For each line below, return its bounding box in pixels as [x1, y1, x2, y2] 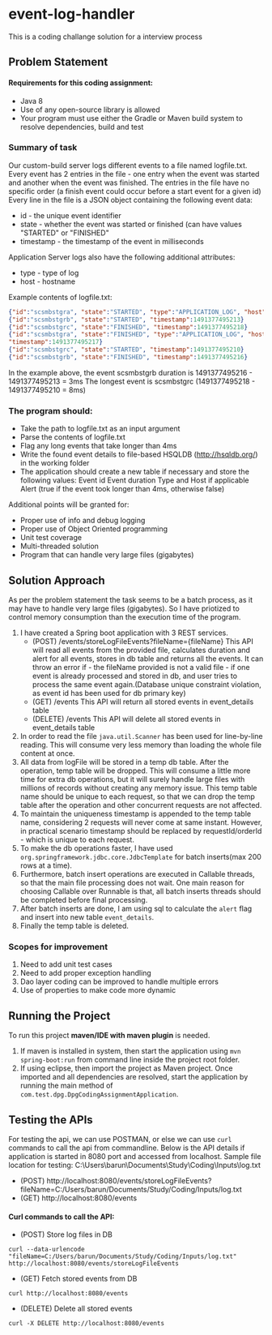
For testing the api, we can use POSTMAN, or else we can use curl [8, 1134, 232, 1144]
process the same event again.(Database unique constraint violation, [32, 680, 261, 689]
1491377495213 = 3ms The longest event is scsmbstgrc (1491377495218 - [8, 376, 256, 386]
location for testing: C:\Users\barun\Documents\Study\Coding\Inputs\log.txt [8, 1160, 261, 1170]
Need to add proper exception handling [19, 968, 151, 978]
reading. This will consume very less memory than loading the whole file [19, 740, 261, 750]
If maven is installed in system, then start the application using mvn [19, 1046, 241, 1056]
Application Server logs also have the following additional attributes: [8, 252, 236, 262]
